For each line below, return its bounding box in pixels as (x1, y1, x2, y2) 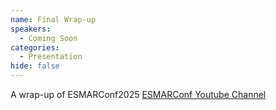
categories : (10, 42, 60, 53)
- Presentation (19, 52, 83, 62)
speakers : (10, 24, 52, 34)
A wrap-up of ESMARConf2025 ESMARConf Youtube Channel (10, 89, 267, 100)
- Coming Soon (19, 33, 78, 43)
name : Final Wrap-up (10, 14, 97, 25)
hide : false (10, 61, 60, 71)
